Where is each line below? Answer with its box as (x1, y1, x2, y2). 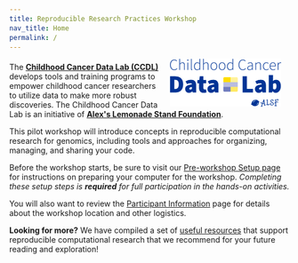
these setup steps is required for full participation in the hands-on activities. (9, 181, 290, 192)
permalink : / (9, 33, 58, 42)
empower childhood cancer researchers (9, 81, 157, 92)
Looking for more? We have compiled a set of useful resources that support (9, 225, 289, 235)
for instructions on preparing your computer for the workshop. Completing (9, 171, 282, 182)
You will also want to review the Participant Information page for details (9, 198, 270, 209)
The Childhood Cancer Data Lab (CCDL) (9, 62, 159, 73)
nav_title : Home (9, 23, 69, 33)
